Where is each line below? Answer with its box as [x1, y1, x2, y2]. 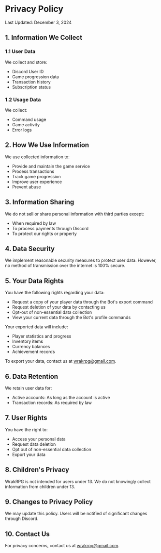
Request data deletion [12, 441, 56, 447]
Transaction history [12, 79, 51, 84]
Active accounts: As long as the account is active [12, 394, 110, 400]
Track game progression [12, 173, 61, 179]
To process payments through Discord [12, 225, 88, 231]
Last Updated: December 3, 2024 [5, 19, 72, 25]
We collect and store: [5, 59, 47, 65]
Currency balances [12, 344, 50, 350]
